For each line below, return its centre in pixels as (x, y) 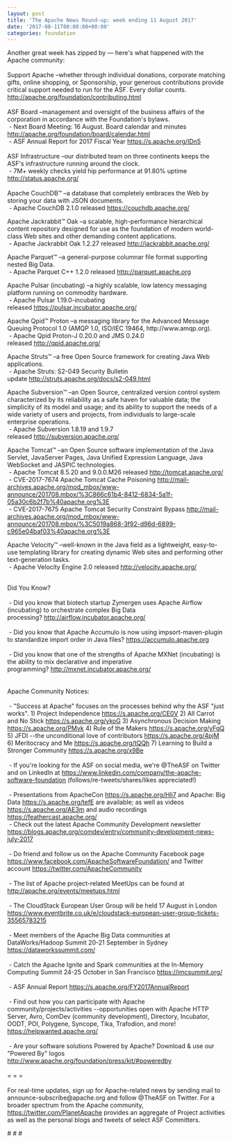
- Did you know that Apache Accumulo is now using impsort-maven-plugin (116, 632)
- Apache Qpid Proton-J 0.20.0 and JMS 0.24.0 (76, 336)
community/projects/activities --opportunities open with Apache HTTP (108, 1009)
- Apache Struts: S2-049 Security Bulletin (68, 371)
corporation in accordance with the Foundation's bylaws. (89, 120)
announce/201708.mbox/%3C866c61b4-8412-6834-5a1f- (90, 494)
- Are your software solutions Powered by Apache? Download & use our (111, 1046)
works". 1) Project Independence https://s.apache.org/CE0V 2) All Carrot (111, 714)
